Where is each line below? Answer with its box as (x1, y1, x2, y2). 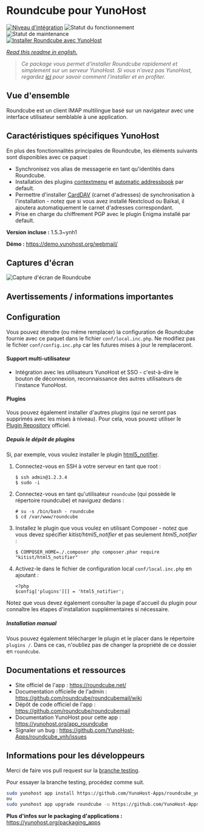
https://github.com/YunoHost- (59, 726, 135, 734)
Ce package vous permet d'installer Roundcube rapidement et (21, 60, 178, 67)
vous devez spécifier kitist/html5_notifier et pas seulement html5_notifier (15, 530, 197, 538)
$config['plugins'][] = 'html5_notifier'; (15, 588, 124, 595)
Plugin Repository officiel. (6, 421, 71, 428)
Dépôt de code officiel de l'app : (15, 700, 96, 708)
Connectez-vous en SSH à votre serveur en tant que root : (15, 462, 161, 470)
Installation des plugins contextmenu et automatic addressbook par (15, 178, 184, 185)
